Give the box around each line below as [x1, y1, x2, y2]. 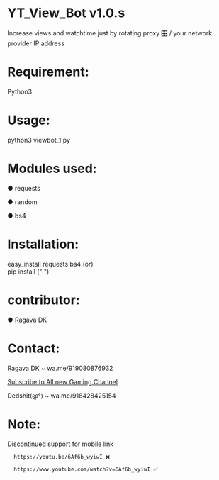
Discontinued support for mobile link [7, 440, 114, 448]
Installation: [7, 236, 79, 252]
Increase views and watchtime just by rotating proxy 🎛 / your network [7, 28, 213, 37]
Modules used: [7, 161, 97, 177]
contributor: [7, 292, 80, 308]
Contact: [7, 340, 60, 356]
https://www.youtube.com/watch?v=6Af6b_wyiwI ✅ [13, 466, 158, 473]
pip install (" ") [7, 267, 50, 276]
